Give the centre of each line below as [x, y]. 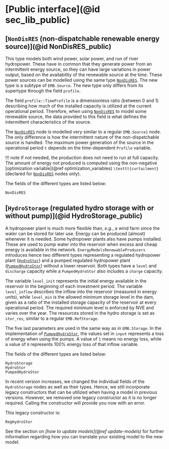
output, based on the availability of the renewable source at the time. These [84, 75]
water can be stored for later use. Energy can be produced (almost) [75, 234]
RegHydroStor [19, 422]
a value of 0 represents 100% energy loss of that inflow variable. [72, 344]
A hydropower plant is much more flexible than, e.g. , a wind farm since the [82, 228]
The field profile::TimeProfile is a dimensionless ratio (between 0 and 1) [82, 100]
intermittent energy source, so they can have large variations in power [78, 69]
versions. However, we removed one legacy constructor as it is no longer [81, 398]
